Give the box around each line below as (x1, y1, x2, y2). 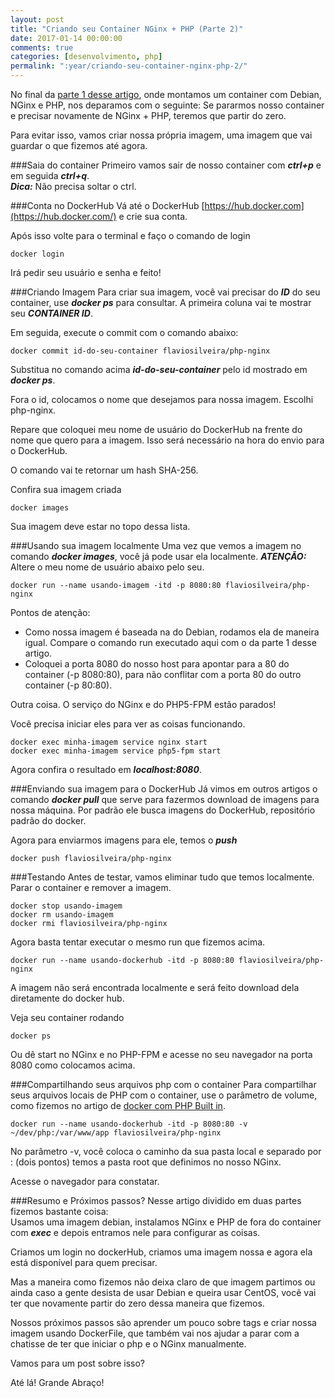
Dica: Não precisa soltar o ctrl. (10, 181, 137, 192)
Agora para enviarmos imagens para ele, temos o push (10, 834, 238, 846)
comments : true (10, 42, 74, 53)
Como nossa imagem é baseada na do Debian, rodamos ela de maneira (24, 626, 320, 638)
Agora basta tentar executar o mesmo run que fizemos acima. (10, 936, 266, 948)
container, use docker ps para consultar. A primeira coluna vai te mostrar (10, 297, 312, 308)
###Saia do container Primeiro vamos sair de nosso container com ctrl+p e (10, 159, 322, 171)
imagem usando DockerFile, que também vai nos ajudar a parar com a (10, 1327, 300, 1339)
